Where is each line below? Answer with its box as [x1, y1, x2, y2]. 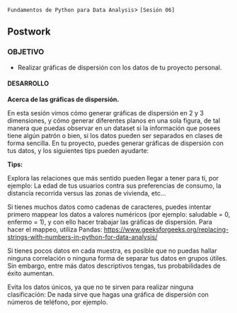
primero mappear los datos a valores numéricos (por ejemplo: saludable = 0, [7, 210, 231, 218]
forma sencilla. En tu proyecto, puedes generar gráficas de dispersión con [7, 139, 224, 147]
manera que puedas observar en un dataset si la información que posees [7, 123, 221, 132]
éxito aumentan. [7, 268, 54, 278]
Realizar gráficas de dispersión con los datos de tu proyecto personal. [17, 63, 222, 72]
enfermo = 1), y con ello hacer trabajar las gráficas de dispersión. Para [7, 217, 212, 226]
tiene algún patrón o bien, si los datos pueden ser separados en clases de [7, 131, 223, 140]
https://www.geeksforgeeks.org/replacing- [103, 225, 229, 234]
